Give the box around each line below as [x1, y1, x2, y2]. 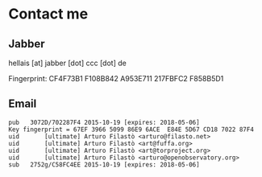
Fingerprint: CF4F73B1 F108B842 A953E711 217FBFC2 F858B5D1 [8, 74, 224, 83]
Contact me [8, 5, 89, 23]
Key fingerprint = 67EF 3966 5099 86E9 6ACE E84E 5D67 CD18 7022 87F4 [8, 126, 254, 134]
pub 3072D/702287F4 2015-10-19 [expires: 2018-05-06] [8, 118, 200, 126]
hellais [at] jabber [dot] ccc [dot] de [8, 58, 127, 68]
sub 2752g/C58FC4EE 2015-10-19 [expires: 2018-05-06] [8, 160, 200, 169]
